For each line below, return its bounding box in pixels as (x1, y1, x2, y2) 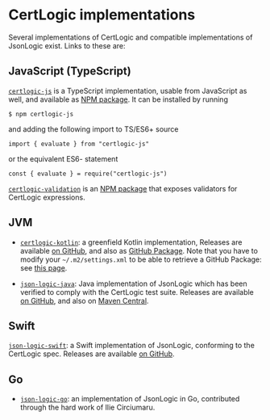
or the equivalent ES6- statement (8, 153, 118, 163)
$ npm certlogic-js (8, 110, 74, 118)
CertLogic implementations (8, 6, 196, 24)
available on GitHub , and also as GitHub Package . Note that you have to (19, 246, 258, 255)
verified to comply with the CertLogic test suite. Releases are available (19, 287, 254, 296)
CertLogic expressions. (8, 192, 86, 202)
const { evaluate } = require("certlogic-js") (8, 170, 168, 178)
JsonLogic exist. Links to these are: (8, 40, 127, 50)
